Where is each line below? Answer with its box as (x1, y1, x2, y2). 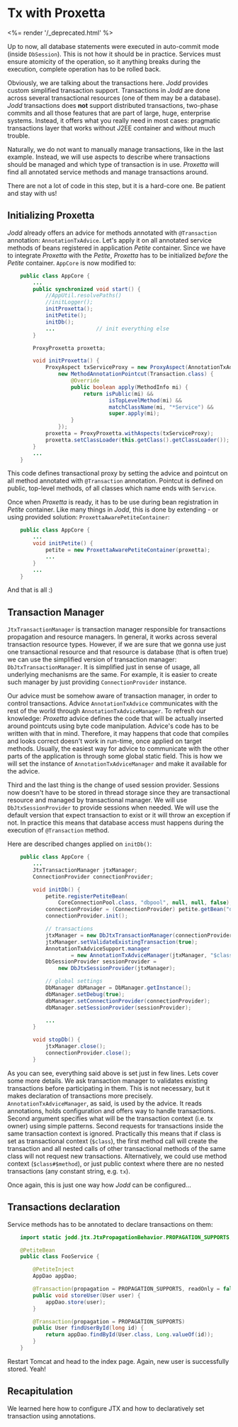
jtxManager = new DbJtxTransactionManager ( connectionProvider (45, 932, 233, 939)
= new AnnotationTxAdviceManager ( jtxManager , (70, 952, 208, 959)
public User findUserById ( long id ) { (33, 1325, 144, 1332)
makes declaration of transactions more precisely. (7, 1091, 154, 1100)
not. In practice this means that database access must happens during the (7, 818, 225, 827)
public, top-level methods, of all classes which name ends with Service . (7, 484, 217, 492)
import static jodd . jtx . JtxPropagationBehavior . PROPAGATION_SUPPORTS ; (20, 1233, 233, 1241)
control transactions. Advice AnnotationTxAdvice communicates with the (7, 699, 218, 707)
